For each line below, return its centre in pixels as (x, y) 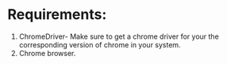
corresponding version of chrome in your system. (100, 44)
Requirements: (57, 15)
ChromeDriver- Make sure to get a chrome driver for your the (119, 36)
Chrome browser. (47, 53)
